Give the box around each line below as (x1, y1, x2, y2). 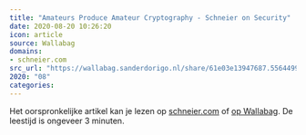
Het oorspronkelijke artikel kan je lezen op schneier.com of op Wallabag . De (9, 105, 293, 116)
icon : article (9, 30, 64, 39)
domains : (9, 47, 43, 56)
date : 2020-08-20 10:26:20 (9, 22, 112, 31)
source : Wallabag (9, 38, 76, 48)
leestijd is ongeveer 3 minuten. (9, 115, 125, 126)
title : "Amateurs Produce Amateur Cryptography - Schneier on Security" (9, 13, 291, 23)
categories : (9, 81, 55, 90)
